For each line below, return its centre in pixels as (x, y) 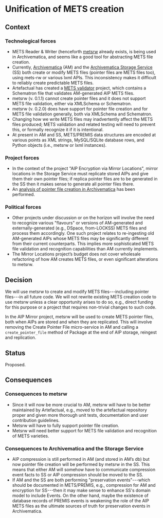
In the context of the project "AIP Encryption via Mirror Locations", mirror (85, 169)
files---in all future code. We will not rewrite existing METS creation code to (81, 297)
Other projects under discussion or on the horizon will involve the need (83, 218)
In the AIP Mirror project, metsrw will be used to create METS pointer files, (80, 317)
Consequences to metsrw (36, 394)
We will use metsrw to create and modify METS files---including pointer (77, 292)
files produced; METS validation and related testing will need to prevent (84, 124)
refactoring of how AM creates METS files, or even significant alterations (85, 259)
